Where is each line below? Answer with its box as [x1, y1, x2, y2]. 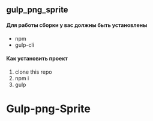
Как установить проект [6, 55, 68, 62]
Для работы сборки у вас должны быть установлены [6, 21, 148, 29]
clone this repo [14, 68, 52, 75]
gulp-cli [14, 41, 34, 49]
